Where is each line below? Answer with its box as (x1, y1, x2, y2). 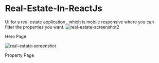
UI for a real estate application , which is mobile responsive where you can (5, 19, 154, 25)
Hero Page (5, 33, 27, 39)
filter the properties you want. (5, 24, 65, 30)
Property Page (5, 52, 34, 58)
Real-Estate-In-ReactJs (5, 3, 103, 14)
